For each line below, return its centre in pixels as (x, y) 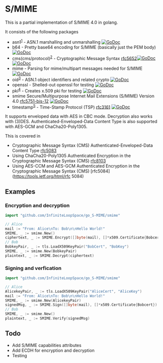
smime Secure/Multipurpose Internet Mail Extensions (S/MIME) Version (83, 96)
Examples (20, 192)
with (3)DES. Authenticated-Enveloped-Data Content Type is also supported (81, 122)
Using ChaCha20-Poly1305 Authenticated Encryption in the (71, 156)
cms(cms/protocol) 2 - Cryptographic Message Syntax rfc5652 (74, 58)
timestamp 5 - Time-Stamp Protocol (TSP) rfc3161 (61, 107)
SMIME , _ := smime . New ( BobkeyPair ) (41, 251)
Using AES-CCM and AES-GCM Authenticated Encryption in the (76, 166)
